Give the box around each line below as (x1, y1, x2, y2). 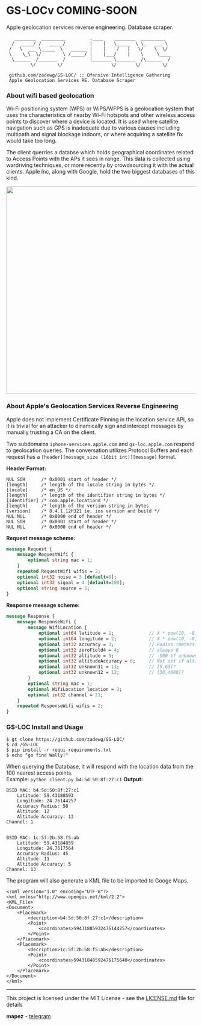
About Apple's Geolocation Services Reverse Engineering (6, 402, 179, 411)
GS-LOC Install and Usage (6, 723, 84, 731)
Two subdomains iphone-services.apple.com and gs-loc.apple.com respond (6, 440, 195, 447)
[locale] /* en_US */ (6, 486, 71, 493)
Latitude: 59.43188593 (17, 793, 74, 799)
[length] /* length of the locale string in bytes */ (6, 482, 155, 488)
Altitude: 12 (17, 808, 50, 814)
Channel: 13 (6, 866, 36, 873)
